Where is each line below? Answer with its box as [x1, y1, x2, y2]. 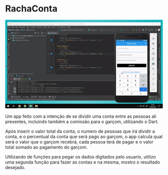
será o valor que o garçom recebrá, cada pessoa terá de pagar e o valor [5, 139, 153, 145]
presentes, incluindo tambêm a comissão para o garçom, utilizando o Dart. [5, 118, 159, 125]
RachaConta [5, 3, 57, 14]
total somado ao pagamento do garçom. [5, 144, 88, 150]
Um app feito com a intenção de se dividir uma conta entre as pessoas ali [5, 113, 156, 119]
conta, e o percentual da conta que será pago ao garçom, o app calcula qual [5, 133, 162, 140]
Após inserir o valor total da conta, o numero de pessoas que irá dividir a [5, 128, 155, 134]
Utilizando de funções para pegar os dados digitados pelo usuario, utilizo [5, 154, 156, 160]
